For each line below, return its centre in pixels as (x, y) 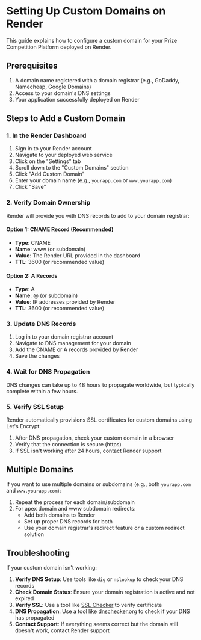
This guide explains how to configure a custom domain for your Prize (92, 40)
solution (34, 534)
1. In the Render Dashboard (46, 135)
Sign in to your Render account (53, 149)
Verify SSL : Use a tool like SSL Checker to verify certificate (88, 605)
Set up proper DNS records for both (68, 521)
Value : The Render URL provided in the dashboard (77, 255)
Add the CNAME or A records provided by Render (76, 349)
